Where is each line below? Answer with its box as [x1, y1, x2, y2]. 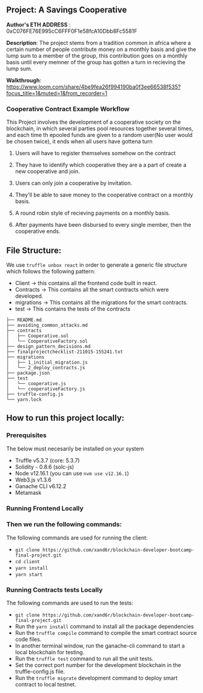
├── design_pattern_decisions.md [6, 343, 91, 349]
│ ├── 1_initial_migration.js [6, 359, 88, 366]
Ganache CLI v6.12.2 [15, 482, 67, 490]
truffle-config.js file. [15, 668, 65, 675]
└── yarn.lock [6, 397, 42, 403]
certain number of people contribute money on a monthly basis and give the [6, 45, 196, 53]
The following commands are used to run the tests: [6, 600, 133, 607]
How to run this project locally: [6, 413, 125, 423]
